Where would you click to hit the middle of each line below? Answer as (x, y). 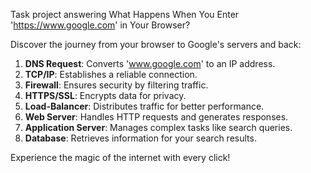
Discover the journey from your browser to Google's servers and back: (156, 44)
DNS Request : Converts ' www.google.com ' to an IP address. (150, 63)
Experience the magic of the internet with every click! (120, 157)
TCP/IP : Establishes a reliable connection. (111, 74)
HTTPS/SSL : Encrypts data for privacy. (105, 95)
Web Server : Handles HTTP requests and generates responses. (156, 117)
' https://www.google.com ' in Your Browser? (100, 25)
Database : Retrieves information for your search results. (140, 138)
